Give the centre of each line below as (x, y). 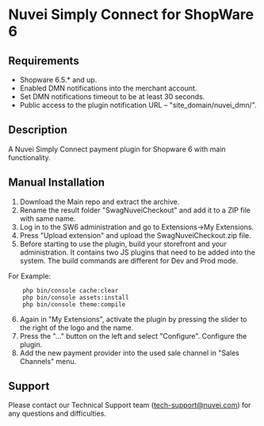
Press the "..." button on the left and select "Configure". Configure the (133, 336)
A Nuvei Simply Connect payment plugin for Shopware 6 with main (117, 149)
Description (38, 130)
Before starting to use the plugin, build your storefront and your (123, 244)
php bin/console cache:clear (71, 290)
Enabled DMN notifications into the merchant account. (108, 88)
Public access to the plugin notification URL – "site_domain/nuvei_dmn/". (138, 105)
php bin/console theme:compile (74, 304)
